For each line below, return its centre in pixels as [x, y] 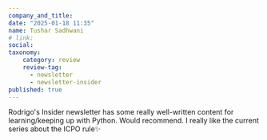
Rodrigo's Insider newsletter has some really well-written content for [121, 112]
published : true [35, 89]
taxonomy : [25, 52]
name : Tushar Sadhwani [46, 30]
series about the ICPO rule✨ [55, 129]
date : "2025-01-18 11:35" [51, 23]
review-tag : [42, 68]
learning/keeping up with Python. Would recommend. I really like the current [134, 121]
